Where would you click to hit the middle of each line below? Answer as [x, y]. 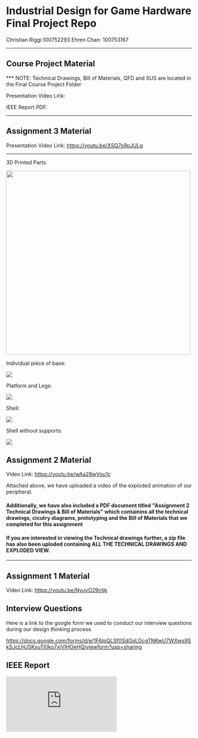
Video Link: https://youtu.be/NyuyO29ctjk [57, 590]
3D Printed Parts [26, 162]
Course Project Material [51, 64]
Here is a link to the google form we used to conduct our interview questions [99, 622]
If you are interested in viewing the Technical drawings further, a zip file [96, 538]
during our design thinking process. [49, 629]
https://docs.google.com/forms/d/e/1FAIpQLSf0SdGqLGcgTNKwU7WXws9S [99, 640]
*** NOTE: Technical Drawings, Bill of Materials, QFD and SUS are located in [99, 78]
